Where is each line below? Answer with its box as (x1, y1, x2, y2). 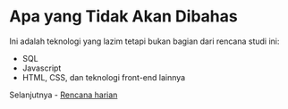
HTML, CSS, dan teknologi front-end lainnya (21, 71, 186, 82)
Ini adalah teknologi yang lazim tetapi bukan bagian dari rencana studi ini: (9, 36, 280, 46)
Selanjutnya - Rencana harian (9, 89, 118, 100)
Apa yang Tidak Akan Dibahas (9, 6, 239, 27)
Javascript (21, 63, 62, 73)
